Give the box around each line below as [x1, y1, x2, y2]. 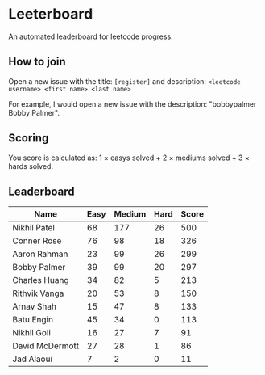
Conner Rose [12, 235, 62, 246]
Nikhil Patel [12, 222, 55, 234]
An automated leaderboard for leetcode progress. [8, 32, 173, 41]
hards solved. [8, 161, 54, 171]
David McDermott [12, 340, 80, 352]
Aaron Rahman [12, 248, 68, 259]
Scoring [8, 131, 49, 145]
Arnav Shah [12, 301, 56, 312]
